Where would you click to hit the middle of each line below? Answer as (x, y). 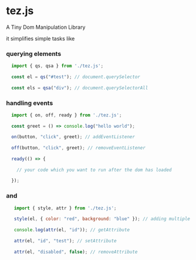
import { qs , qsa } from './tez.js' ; (58, 66)
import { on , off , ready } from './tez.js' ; (67, 115)
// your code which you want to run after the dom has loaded (94, 170)
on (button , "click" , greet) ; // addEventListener (73, 137)
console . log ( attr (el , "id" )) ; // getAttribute (72, 230)
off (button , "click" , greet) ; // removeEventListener (78, 148)
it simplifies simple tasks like (40, 38)
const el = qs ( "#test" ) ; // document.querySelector (76, 77)
